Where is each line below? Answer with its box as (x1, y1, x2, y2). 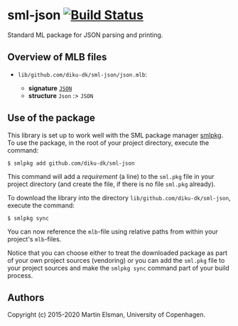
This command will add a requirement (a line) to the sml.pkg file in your (7, 172, 215, 180)
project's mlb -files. (7, 234, 62, 243)
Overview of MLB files (7, 51, 107, 63)
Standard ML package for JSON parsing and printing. (7, 31, 163, 39)
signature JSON (28, 84, 72, 92)
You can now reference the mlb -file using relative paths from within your (7, 227, 219, 236)
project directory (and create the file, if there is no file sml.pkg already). (7, 180, 216, 188)
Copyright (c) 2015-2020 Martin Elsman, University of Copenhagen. (7, 310, 206, 319)
